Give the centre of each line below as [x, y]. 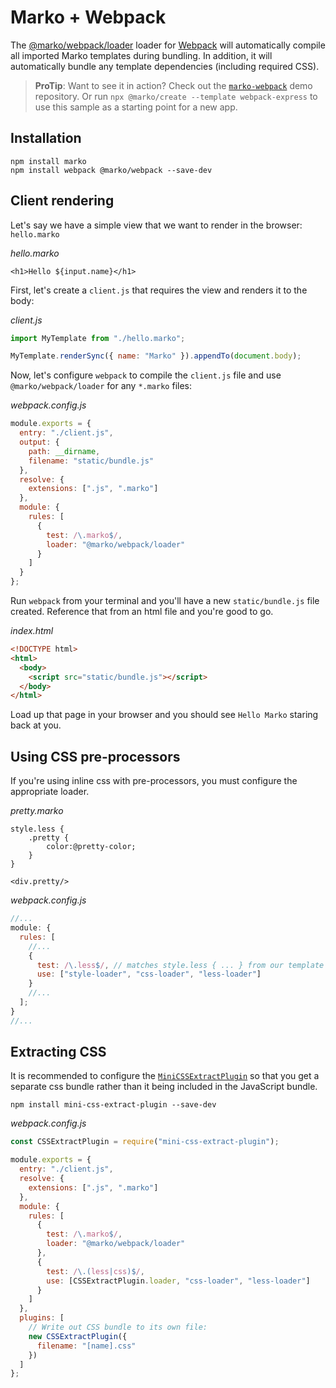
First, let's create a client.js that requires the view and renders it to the [159, 290]
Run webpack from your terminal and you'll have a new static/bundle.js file [165, 601]
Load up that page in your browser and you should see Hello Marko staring [164, 715]
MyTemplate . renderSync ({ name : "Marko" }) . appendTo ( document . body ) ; [156, 356]
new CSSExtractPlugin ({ [78, 1336]
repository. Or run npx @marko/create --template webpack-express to [176, 96]
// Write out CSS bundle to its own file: [118, 1327]
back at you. [36, 725]
